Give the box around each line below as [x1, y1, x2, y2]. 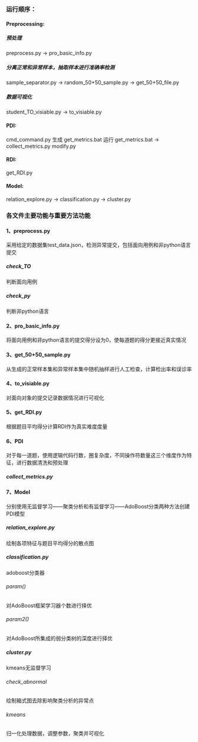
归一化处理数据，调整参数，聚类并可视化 [6, 730, 104, 737]
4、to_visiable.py [6, 380, 50, 387]
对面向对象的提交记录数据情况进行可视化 [6, 394, 104, 401]
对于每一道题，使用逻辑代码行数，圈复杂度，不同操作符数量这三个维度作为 [6, 452, 187, 459]
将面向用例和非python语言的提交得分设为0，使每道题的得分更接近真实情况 [6, 337, 187, 344]
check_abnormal [6, 678, 47, 685]
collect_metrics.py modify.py [6, 143, 77, 150]
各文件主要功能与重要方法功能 [6, 211, 91, 219]
